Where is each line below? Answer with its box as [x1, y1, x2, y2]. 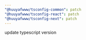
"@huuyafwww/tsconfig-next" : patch [4, 16, 77, 21]
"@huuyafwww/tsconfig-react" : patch [4, 12, 79, 17]
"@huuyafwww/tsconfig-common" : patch [4, 7, 82, 12]
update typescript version [4, 30, 57, 36]
